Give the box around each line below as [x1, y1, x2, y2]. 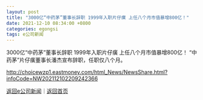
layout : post [6, 8, 40, 15]
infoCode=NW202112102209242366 [6, 75, 98, 82]
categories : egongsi [6, 25, 59, 32]
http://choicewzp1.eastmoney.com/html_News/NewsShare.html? [6, 68, 168, 76]
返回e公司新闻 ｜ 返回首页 [6, 87, 69, 95]
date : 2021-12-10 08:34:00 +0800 [6, 20, 91, 26]
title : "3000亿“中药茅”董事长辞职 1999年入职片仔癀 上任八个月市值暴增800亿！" [6, 15, 190, 21]
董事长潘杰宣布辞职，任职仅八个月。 [35, 56, 126, 64]
